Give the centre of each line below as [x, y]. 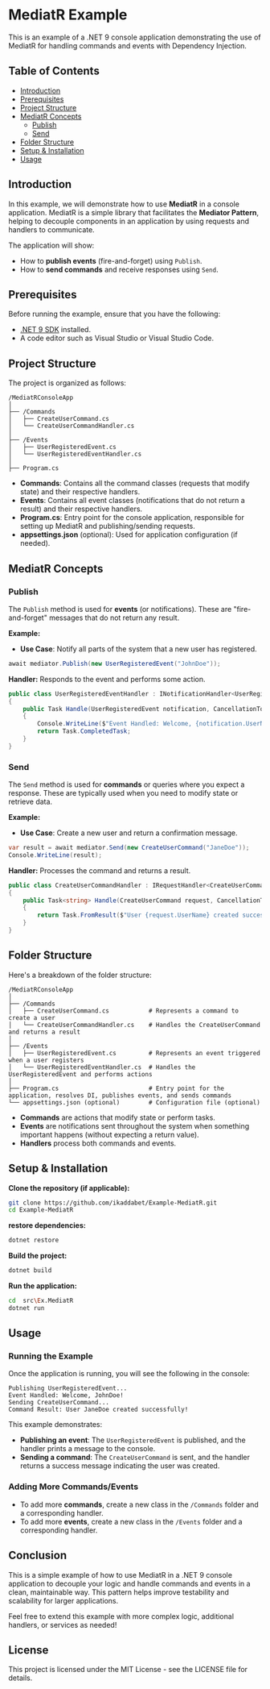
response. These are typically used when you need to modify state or [123, 793]
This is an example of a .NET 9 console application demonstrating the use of [135, 37]
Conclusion [38, 1556]
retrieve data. [31, 802]
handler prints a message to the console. [88, 1449]
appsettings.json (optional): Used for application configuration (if [129, 535]
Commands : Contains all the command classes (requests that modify [135, 483]
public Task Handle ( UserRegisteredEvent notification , [117, 709]
